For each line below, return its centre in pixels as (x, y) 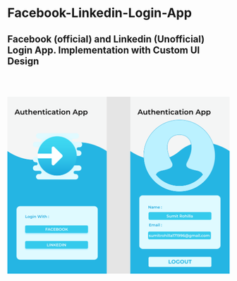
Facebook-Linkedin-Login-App (100, 13)
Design (23, 61)
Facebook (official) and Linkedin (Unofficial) (106, 39)
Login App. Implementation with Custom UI (104, 50)
